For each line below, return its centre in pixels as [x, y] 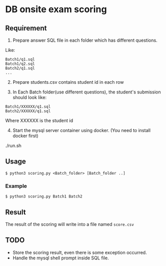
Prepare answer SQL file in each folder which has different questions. [85, 40]
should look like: [30, 97]
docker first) [26, 136]
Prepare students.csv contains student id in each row [68, 82]
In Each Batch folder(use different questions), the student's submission [87, 92]
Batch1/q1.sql [20, 59]
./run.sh [13, 145]
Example [16, 186]
